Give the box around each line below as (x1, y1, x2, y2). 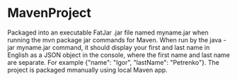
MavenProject (7, 5, 92, 21)
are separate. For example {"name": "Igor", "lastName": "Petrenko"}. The (7, 58, 219, 66)
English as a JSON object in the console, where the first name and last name (7, 51, 230, 59)
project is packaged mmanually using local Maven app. (7, 66, 168, 74)
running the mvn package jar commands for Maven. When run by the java (7, 35, 222, 44)
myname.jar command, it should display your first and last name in (16, 43, 210, 51)
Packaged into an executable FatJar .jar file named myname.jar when (7, 28, 209, 37)
